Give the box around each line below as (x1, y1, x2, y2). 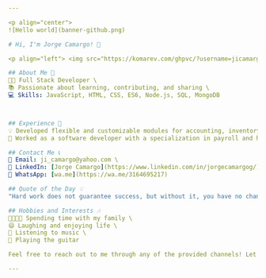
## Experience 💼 (8, 119, 62, 127)
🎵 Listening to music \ (8, 229, 87, 237)
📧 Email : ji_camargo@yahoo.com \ (8, 156, 119, 164)
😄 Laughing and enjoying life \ (8, 222, 118, 230)
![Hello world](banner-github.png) (8, 25, 126, 34)
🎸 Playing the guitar (8, 236, 80, 245)
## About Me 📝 (8, 69, 55, 77)
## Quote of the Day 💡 (8, 185, 84, 193)
